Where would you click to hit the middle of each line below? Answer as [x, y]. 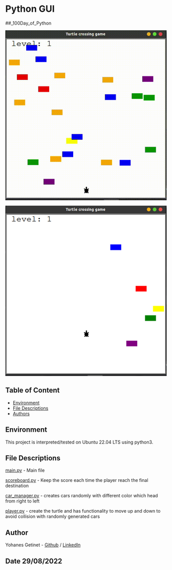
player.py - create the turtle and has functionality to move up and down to [83, 511]
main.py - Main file [25, 470]
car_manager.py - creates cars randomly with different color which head [82, 496]
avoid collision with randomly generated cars [53, 516]
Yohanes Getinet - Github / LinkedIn [43, 545]
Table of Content [33, 390]
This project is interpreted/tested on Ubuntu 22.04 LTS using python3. [79, 442]
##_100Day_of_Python [28, 23]
